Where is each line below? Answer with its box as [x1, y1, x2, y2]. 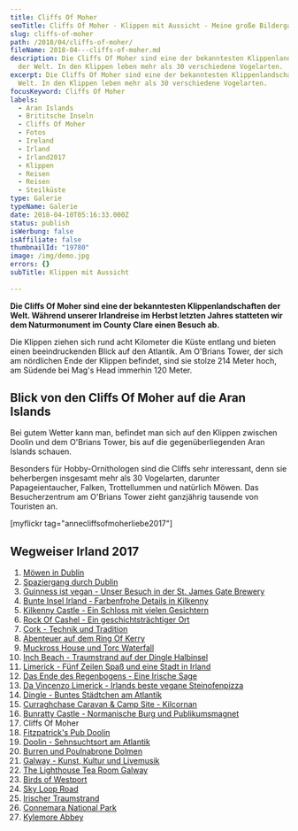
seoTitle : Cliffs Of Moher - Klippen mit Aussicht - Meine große [10, 21, 256, 30]
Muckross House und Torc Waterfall [22, 642, 155, 653]
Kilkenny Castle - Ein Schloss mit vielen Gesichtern [22, 605, 209, 616]
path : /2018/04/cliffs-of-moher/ [10, 37, 134, 47]
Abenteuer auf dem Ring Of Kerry [22, 634, 145, 644]
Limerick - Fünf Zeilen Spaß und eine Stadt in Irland [22, 661, 211, 673]
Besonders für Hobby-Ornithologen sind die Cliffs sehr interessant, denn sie [10, 464, 287, 474]
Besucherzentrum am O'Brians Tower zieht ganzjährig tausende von [10, 492, 259, 503]
